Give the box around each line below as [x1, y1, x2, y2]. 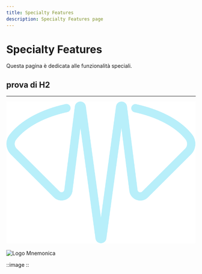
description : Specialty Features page [6, 16, 103, 22]
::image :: [6, 261, 29, 269]
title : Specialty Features [6, 10, 74, 16]
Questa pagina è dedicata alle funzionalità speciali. [6, 62, 132, 70]
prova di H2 [6, 80, 50, 90]
